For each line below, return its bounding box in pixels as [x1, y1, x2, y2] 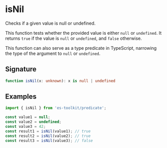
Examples [5, 92, 37, 101]
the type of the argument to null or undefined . [5, 50, 101, 56]
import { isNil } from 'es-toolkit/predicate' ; [5, 106, 107, 111]
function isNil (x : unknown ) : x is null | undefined [5, 78, 115, 84]
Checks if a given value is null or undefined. [5, 20, 96, 26]
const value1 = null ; [5, 115, 51, 120]
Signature [5, 65, 37, 73]
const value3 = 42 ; [5, 124, 46, 129]
